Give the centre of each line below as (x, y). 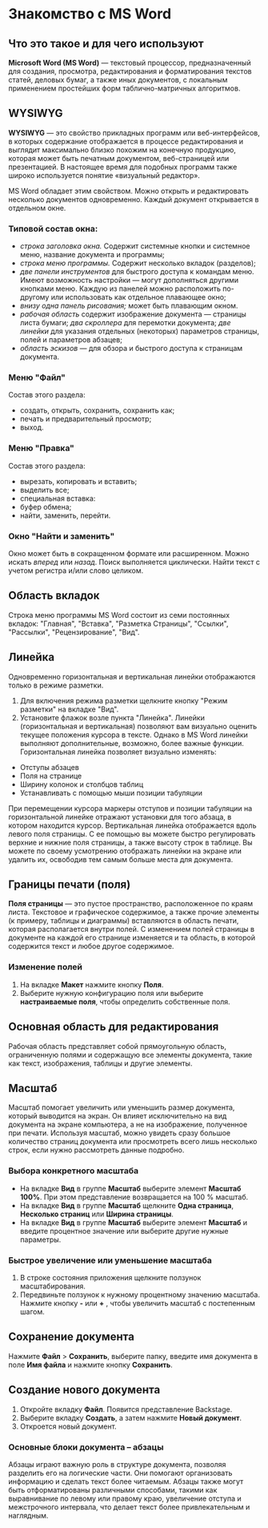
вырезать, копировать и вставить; (78, 481)
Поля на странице (51, 776)
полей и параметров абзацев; (71, 340)
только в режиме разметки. (56, 685)
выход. (32, 427)
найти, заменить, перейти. (65, 515)
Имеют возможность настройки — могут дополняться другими (129, 280)
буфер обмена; (46, 506)
